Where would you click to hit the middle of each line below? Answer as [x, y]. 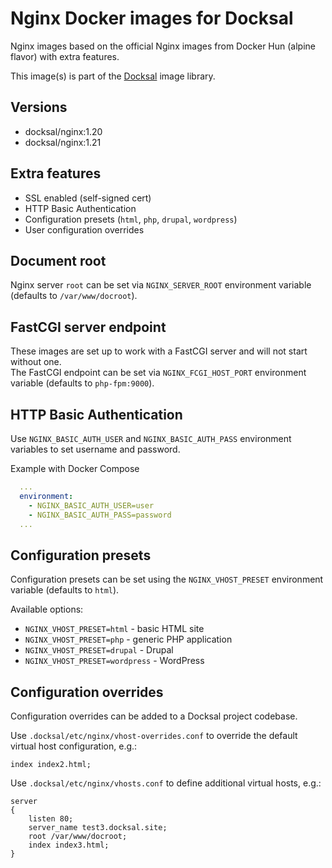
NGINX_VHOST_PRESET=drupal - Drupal [99, 650]
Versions [39, 107]
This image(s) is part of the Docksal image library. [113, 76]
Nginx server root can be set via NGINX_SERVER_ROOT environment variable [161, 285]
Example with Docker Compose [75, 468]
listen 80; [51, 819]
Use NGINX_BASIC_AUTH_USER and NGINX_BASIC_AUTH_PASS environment [151, 438]
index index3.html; [69, 845]
